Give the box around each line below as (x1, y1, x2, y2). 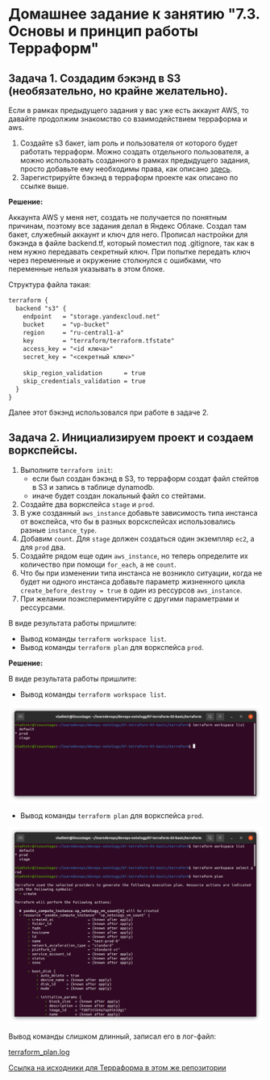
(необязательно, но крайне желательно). (8, 84, 228, 98)
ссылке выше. (19, 181, 69, 191)
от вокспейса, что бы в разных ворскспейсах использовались (19, 517, 235, 526)
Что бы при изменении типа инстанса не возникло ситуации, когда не (19, 567, 263, 578)
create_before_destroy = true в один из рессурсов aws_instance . (19, 585, 243, 595)
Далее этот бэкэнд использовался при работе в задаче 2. (8, 407, 210, 417)
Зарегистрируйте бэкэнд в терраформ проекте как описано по (19, 173, 239, 182)
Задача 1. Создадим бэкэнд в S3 (8, 71, 181, 85)
